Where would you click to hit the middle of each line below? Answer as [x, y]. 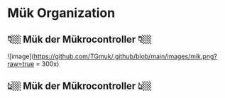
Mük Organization [61, 13]
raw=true [21, 64]
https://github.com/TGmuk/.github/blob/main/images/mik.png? [126, 56]
